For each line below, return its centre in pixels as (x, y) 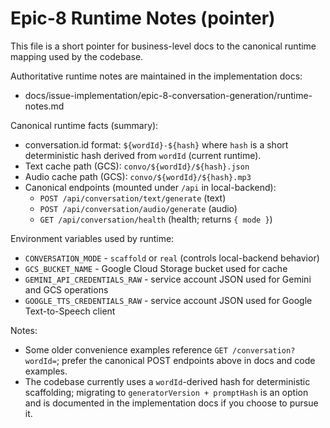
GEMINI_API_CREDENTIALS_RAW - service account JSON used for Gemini (168, 279)
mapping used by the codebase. (77, 56)
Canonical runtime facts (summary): (84, 125)
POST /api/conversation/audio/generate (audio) (138, 208)
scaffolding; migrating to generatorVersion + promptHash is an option (166, 392)
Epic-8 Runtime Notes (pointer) (143, 18)
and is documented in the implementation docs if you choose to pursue (171, 403)
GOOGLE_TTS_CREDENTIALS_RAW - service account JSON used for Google (168, 300)
